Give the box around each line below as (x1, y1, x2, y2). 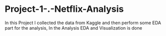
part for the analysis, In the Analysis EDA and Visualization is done (5, 25, 142, 31)
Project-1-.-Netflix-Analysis (5, 3, 124, 15)
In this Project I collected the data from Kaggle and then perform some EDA (5, 20, 161, 26)
